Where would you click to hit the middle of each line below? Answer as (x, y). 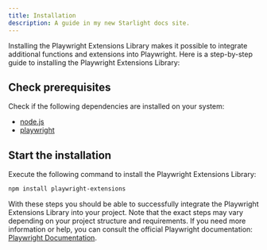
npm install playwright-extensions (67, 189)
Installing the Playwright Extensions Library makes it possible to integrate (128, 45)
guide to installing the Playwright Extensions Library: (94, 62)
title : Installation (43, 15)
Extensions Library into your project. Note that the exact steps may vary (126, 212)
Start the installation (60, 155)
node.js (32, 122)
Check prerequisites (60, 87)
